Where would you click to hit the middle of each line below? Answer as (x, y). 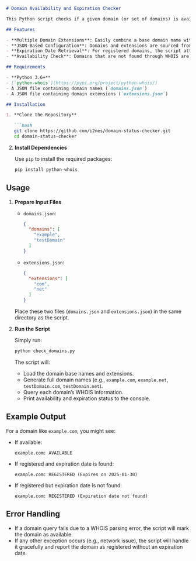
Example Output (36, 417)
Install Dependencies (41, 147)
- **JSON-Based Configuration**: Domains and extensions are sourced (92, 46)
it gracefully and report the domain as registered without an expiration (99, 546)
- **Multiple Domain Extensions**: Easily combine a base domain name (94, 40)
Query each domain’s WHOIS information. (73, 392)
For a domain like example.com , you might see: (61, 431)
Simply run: (28, 340)
